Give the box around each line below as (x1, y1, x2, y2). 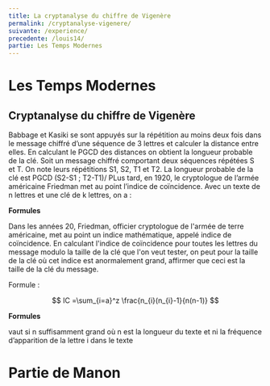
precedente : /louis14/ (8, 34, 85, 43)
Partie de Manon (8, 364, 121, 382)
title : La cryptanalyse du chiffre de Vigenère (8, 11, 172, 20)
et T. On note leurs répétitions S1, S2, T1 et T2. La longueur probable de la (8, 165, 254, 174)
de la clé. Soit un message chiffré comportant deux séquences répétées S (8, 156, 255, 166)
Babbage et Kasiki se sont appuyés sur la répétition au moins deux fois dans (8, 130, 262, 140)
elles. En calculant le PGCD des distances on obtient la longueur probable (8, 147, 253, 157)
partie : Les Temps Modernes (8, 42, 103, 50)
